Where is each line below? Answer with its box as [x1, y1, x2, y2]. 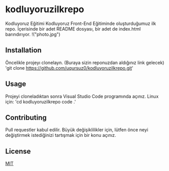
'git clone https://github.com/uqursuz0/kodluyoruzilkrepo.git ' [5, 65, 133, 71]
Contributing [5, 113, 47, 122]
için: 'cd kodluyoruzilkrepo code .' [5, 98, 76, 105]
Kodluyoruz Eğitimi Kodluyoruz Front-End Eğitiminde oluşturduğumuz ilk [5, 20, 156, 26]
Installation [5, 46, 42, 54]
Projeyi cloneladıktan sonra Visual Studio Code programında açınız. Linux [5, 93, 159, 99]
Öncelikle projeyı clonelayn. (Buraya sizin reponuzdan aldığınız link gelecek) [5, 60, 164, 66]
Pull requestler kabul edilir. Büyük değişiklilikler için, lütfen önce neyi [5, 127, 149, 133]
